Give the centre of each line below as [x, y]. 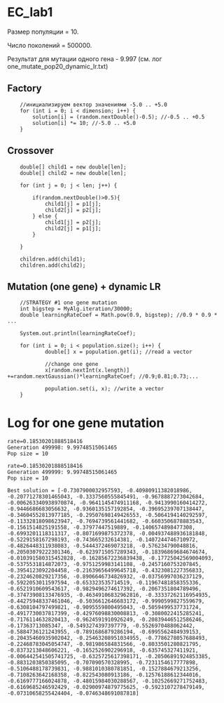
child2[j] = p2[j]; [73, 210]
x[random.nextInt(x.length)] [87, 370]
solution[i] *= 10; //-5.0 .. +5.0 [84, 123]
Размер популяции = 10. [43, 32]
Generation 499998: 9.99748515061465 [62, 448]
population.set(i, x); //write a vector [104, 389]
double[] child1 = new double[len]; [73, 167]
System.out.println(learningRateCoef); [78, 334]
